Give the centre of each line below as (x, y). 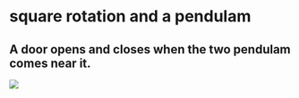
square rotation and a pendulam (130, 16)
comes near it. (50, 63)
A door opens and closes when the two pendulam (150, 49)
